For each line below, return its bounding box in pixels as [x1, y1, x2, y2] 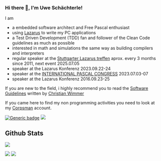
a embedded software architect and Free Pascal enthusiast [12, 25, 130, 30]
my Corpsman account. [5, 105, 52, 111]
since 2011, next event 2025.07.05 [12, 60, 80, 67]
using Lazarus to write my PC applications [12, 30, 96, 36]
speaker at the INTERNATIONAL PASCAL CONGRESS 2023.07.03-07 [12, 71, 148, 77]
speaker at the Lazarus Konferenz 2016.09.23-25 [12, 76, 110, 82]
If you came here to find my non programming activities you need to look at [5, 100, 155, 106]
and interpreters [12, 50, 44, 56]
